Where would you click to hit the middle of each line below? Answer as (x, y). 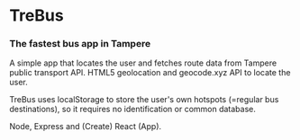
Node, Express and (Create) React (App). (86, 127)
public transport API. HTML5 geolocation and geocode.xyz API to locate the (150, 73)
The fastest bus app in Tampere (80, 44)
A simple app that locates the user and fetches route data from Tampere (143, 63)
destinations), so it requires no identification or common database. (133, 109)
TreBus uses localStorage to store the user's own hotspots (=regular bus (144, 100)
